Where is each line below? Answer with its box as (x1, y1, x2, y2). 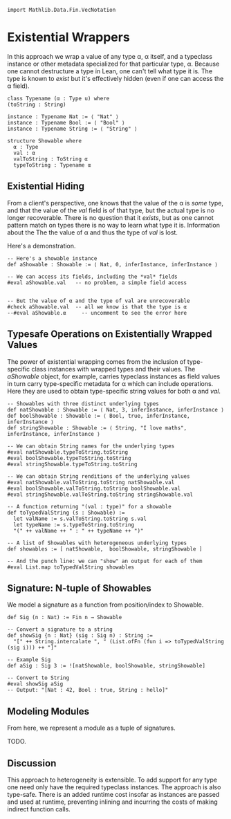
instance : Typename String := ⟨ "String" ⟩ (7, 125, 138, 132)
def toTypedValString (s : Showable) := (7, 509, 126, 516)
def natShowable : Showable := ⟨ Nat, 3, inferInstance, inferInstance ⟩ (7, 406, 225, 413)
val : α (13, 149, 36, 156)
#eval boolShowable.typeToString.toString (7, 454, 131, 461)
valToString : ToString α (13, 156, 89, 163)
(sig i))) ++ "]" (7, 644, 57, 652)
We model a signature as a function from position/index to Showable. (7, 600, 204, 609)
